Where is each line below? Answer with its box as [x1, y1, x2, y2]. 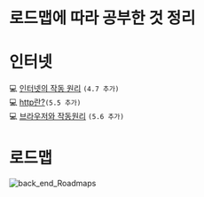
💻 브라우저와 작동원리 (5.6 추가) [9, 111, 124, 122]
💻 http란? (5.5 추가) [9, 97, 82, 107]
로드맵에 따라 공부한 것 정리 [9, 8, 196, 28]
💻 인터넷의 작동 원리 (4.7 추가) [9, 83, 120, 94]
